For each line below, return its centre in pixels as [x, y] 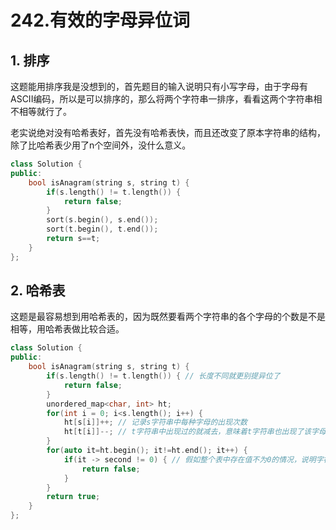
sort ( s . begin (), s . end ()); [102, 220]
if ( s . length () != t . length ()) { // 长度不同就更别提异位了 [163, 376]
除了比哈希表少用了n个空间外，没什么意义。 [101, 145]
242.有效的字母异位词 [100, 20]
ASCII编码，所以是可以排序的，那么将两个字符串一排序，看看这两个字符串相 [166, 99]
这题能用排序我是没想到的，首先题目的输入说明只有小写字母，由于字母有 [159, 86]
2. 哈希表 [38, 291]
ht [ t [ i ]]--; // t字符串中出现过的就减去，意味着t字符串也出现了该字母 [195, 432]
